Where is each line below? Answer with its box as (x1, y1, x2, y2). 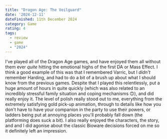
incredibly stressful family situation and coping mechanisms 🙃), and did (5, 90, 154, 96)
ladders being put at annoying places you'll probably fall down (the (5, 111, 143, 118)
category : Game (5, 21, 37, 27)
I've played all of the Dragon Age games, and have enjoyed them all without (5, 58, 161, 64)
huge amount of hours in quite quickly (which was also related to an (5, 85, 145, 91)
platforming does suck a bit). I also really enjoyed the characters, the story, (5, 117, 159, 123)
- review (9, 36, 28, 41)
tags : (5, 31, 16, 36)
